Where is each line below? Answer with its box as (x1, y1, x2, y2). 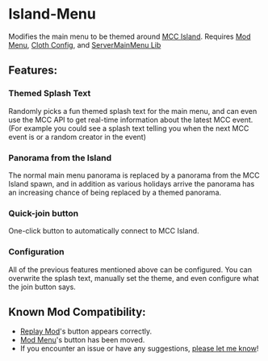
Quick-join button (8, 208, 79, 219)
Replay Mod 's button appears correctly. (19, 326, 152, 336)
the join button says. (8, 282, 77, 292)
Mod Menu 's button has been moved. (19, 335, 145, 345)
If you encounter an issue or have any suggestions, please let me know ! (19, 344, 259, 354)
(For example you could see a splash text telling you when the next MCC (8, 123, 249, 133)
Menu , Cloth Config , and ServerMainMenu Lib (8, 40, 161, 49)
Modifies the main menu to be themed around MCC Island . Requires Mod (8, 31, 252, 41)
